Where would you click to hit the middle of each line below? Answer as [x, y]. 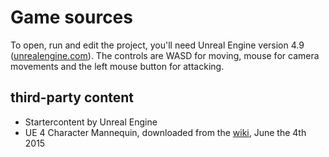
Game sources [71, 17]
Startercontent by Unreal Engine [91, 122]
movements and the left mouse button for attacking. [117, 66]
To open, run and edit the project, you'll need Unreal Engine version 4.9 [157, 45]
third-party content [72, 97]
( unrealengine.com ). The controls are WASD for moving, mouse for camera [165, 55]
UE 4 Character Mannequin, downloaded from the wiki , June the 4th [165, 132]
